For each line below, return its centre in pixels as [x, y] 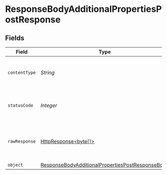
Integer [49, 105]
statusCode [20, 105]
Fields [15, 38]
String [47, 73]
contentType [22, 73]
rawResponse [22, 142]
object [15, 165]
